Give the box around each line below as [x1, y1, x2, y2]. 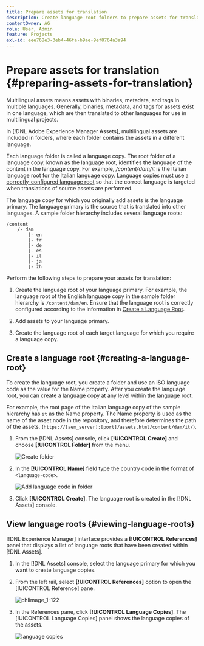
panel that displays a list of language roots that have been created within [6, 541, 188, 549]
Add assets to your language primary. [15, 317, 109, 324]
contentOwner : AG [6, 20, 50, 26]
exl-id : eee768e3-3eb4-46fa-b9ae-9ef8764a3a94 [6, 37, 126, 43]
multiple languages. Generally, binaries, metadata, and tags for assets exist [6, 103, 194, 110]
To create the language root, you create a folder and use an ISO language [6, 378, 190, 386]
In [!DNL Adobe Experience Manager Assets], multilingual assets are [6, 127, 177, 134]
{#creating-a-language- [96, 353, 190, 364]
